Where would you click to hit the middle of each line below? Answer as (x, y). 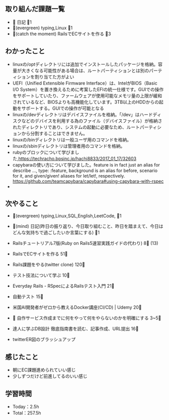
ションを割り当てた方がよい (46, 76)
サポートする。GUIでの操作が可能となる (63, 108)
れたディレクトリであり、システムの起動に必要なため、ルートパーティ (85, 127)
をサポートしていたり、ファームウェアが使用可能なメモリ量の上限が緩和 (87, 96)
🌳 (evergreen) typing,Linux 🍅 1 (43, 28)
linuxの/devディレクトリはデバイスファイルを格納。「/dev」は (76, 114)
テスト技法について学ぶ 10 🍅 (41, 275)
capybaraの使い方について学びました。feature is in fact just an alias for (86, 164)
